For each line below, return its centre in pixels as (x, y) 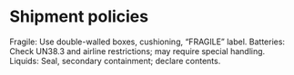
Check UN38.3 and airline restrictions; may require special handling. (137, 51)
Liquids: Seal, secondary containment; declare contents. (115, 61)
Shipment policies (79, 17)
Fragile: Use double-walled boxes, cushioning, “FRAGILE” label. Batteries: (147, 42)
